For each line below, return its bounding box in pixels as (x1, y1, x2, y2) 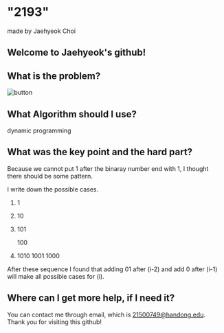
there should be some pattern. (7, 172, 93, 180)
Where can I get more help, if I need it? (7, 292, 175, 304)
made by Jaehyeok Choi (7, 27, 76, 35)
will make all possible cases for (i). (7, 272, 104, 280)
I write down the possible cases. (7, 185, 99, 193)
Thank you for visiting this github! (7, 317, 102, 326)
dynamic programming (7, 126, 71, 135)
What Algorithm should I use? (7, 108, 137, 120)
